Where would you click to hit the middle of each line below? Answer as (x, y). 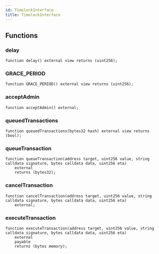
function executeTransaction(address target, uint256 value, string (80, 228)
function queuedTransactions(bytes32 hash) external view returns (77, 131)
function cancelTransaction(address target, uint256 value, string (79, 196)
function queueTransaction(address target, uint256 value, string (77, 159)
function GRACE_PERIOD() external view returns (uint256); (70, 84)
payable (22, 242)
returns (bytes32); (35, 173)
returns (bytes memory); (41, 246)
